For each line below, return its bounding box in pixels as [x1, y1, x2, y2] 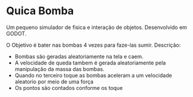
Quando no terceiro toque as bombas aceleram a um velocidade [14, 72, 172, 79]
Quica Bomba [6, 4, 74, 18]
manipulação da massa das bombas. [14, 65, 105, 72]
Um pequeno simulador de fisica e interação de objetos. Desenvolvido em [6, 24, 187, 31]
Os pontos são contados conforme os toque [14, 84, 123, 91]
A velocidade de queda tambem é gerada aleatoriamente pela [14, 59, 166, 66]
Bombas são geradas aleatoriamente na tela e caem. [14, 53, 144, 60]
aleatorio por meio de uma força [14, 78, 94, 85]
